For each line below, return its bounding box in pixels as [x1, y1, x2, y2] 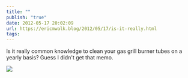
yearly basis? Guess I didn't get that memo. [6, 54, 114, 61]
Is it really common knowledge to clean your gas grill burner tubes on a [6, 47, 182, 55]
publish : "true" [6, 14, 47, 20]
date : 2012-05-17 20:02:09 [6, 20, 74, 26]
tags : [6, 31, 20, 37]
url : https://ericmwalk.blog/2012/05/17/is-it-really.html [6, 25, 157, 32]
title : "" [6, 8, 31, 15]
